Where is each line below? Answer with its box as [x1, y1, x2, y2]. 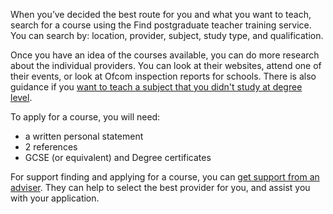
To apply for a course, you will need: [10, 111, 161, 123]
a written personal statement [24, 130, 144, 142]
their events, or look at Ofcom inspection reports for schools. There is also [10, 70, 317, 82]
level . [10, 92, 33, 103]
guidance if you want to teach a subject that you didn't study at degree [10, 81, 303, 93]
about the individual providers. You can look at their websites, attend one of [10, 60, 322, 71]
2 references [24, 141, 78, 153]
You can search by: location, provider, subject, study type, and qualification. [10, 30, 324, 41]
